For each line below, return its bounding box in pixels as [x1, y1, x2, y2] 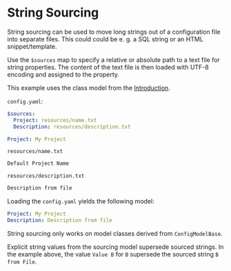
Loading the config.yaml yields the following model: [7, 197, 154, 205]
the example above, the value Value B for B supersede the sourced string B [7, 250, 219, 258]
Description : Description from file [7, 217, 112, 224]
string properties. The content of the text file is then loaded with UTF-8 [7, 63, 209, 71]
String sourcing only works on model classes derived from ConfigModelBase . [7, 229, 223, 237]
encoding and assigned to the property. [7, 70, 119, 79]
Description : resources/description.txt [13, 123, 131, 130]
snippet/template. [7, 42, 57, 50]
